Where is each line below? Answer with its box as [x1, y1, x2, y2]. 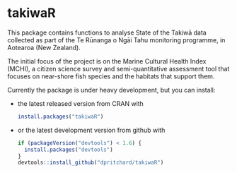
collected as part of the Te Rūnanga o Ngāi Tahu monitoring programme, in [7, 35, 226, 44]
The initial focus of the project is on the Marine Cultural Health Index [7, 56, 207, 65]
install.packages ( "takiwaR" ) [17, 113, 104, 120]
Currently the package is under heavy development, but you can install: [7, 85, 216, 94]
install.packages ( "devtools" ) [24, 146, 113, 153]
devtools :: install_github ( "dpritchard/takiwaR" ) [17, 159, 164, 167]
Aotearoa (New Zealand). [7, 43, 81, 52]
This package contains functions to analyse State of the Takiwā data [7, 28, 207, 37]
